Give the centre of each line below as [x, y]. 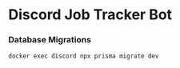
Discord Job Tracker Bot [90, 15]
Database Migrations [50, 40]
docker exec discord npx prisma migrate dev [84, 56]
